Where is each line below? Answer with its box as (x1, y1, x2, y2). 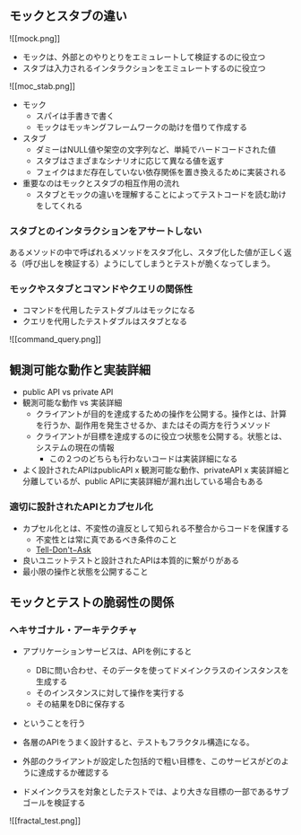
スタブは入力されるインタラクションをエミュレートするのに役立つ (21, 62, 266, 74)
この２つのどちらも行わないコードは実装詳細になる (48, 453, 238, 464)
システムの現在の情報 (35, 443, 115, 453)
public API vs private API (21, 387, 114, 398)
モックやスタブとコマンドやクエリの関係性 (9, 283, 193, 295)
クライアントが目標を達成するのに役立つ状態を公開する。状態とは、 (35, 431, 288, 442)
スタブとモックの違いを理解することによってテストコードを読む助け (35, 189, 287, 199)
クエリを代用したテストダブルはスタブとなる (21, 316, 188, 327)
